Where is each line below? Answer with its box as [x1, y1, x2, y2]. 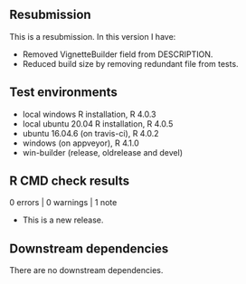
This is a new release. [22, 214, 104, 225]
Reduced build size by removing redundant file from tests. [22, 58, 239, 69]
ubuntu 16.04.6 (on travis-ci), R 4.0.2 [22, 128, 160, 138]
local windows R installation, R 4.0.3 [22, 109, 156, 119]
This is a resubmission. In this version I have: [9, 31, 176, 42]
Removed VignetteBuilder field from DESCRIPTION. [22, 49, 213, 60]
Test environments [9, 85, 118, 100]
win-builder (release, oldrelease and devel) [22, 147, 184, 157]
